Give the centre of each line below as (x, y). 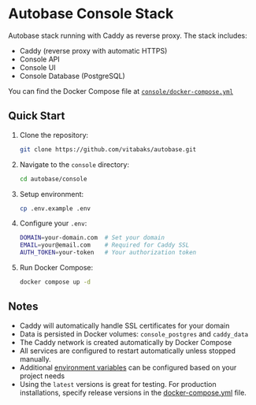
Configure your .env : (53, 223)
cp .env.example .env (55, 208)
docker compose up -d (55, 282)
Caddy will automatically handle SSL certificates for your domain (124, 325)
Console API (40, 59)
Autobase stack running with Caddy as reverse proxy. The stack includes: (128, 35)
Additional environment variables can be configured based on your (128, 367)
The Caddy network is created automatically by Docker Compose (126, 342)
